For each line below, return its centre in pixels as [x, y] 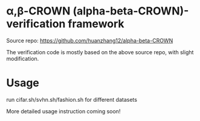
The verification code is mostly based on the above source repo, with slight [100, 52]
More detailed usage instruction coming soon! [63, 111]
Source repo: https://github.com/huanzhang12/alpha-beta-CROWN [90, 40]
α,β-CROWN [38, 11]
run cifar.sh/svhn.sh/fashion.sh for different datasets [72, 99]
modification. [23, 58]
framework [96, 24]
